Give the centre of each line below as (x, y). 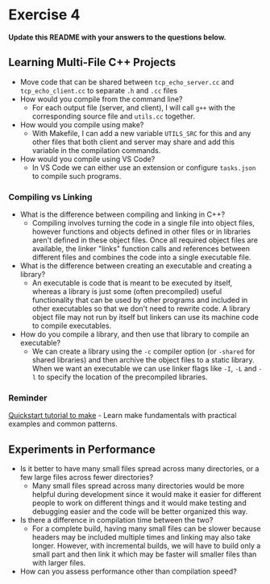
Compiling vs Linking (50, 197)
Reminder (28, 398)
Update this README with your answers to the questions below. (118, 37)
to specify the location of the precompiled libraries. (123, 377)
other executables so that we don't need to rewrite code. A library (141, 309)
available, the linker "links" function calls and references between (141, 249)
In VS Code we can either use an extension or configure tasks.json (144, 168)
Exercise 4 (44, 15)
